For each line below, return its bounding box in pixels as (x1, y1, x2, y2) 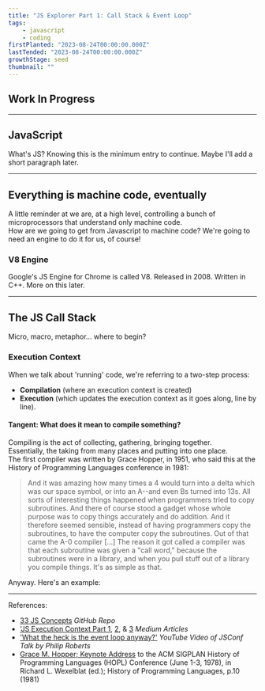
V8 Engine (8, 254, 49, 265)
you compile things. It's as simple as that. (27, 562, 162, 571)
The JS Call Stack (8, 310, 96, 325)
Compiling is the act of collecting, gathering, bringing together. (8, 437, 212, 447)
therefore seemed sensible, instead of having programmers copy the (27, 520, 251, 530)
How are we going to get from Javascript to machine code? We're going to (8, 226, 251, 236)
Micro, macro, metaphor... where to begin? (8, 332, 147, 341)
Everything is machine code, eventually (8, 188, 207, 202)
